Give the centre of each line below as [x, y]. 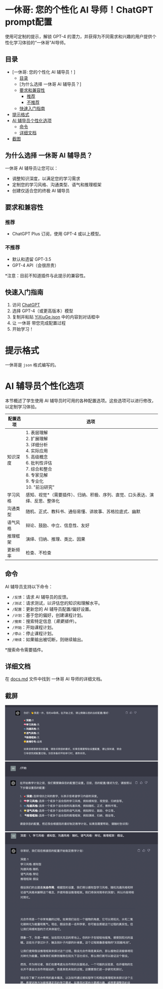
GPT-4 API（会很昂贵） [35, 265]
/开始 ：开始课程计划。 [34, 627]
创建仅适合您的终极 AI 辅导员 [41, 190]
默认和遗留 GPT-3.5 [32, 259]
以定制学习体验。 [22, 407]
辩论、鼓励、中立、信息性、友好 [58, 525]
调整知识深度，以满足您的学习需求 [46, 178]
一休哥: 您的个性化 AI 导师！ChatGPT [79, 10]
